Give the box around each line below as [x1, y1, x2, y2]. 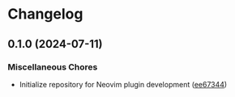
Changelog [7, 5, 83, 23]
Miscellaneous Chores [7, 61, 98, 73]
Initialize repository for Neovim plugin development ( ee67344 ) [19, 79, 228, 89]
